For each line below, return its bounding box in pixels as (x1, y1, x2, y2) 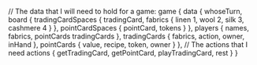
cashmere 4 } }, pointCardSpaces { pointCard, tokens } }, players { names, (8, 23, 250, 32)
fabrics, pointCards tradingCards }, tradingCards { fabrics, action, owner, (8, 31, 245, 41)
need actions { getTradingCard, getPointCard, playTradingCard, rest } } (8, 49, 238, 57)
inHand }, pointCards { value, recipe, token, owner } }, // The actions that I (8, 40, 248, 49)
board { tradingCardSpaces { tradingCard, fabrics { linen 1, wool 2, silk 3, (8, 15, 244, 24)
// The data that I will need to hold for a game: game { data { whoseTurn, (8, 7, 243, 16)
